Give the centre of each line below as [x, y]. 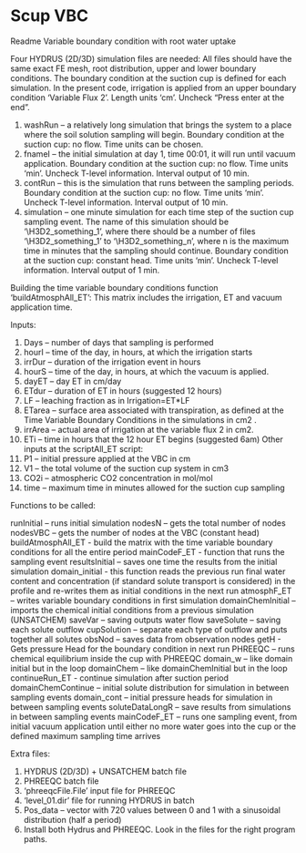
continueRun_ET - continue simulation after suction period [120, 678]
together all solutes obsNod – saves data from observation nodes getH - [146, 639]
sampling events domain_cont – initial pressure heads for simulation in [142, 697]
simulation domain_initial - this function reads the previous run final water [148, 571]
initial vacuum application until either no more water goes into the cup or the [153, 726]
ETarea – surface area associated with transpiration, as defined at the [154, 410]
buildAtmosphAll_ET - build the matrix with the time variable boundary [142, 542]
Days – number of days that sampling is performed [118, 342]
